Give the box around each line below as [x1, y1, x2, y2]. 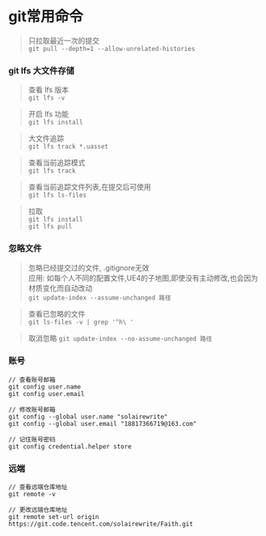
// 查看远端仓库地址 [8, 483, 68, 491]
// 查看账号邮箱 [8, 376, 56, 384]
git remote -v [8, 491, 57, 499]
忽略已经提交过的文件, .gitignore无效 [27, 262, 150, 272]
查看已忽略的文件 [27, 308, 86, 318]
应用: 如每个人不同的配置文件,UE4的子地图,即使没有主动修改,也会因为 [27, 273, 259, 283]
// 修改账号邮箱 [8, 406, 56, 414]
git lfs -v [27, 94, 65, 102]
